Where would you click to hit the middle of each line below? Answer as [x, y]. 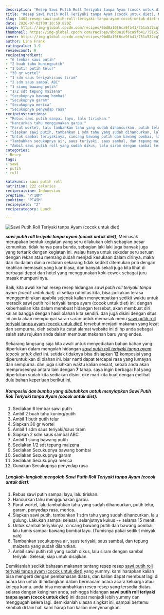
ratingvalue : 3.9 [23, 46]
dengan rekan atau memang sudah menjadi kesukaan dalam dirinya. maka [80, 257]
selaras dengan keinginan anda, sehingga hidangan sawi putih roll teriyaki [81, 592]
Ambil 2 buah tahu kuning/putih [44, 414]
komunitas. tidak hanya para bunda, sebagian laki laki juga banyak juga [77, 247]
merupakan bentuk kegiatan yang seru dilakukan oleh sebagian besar [75, 242]
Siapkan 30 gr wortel [34, 424]
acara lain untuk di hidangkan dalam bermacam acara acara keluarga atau [80, 582]
